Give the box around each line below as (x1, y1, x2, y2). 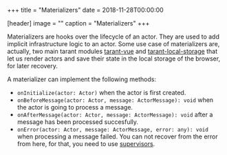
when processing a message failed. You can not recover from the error (17, 132, 218, 141)
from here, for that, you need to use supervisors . (17, 140, 155, 147)
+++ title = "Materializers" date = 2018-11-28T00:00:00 (7, 6, 164, 14)
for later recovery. (7, 62, 58, 70)
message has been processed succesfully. (17, 118, 139, 126)
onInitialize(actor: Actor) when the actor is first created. (17, 89, 186, 96)
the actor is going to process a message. (17, 103, 133, 111)
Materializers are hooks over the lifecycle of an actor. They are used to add (7, 32, 220, 41)
